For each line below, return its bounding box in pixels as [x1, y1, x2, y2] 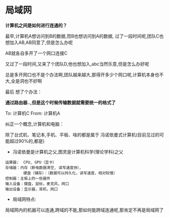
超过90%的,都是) [9, 138, 45, 144]
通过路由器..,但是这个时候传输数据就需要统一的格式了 [5, 99, 116, 105]
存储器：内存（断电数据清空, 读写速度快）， [5, 165, 83, 170]
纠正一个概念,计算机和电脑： [5, 121, 65, 127]
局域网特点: [12, 196, 36, 202]
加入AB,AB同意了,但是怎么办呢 [9, 39, 73, 46]
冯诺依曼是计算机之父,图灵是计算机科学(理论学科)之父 [12, 149, 124, 155]
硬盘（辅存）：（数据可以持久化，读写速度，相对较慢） [23, 170, 118, 176]
